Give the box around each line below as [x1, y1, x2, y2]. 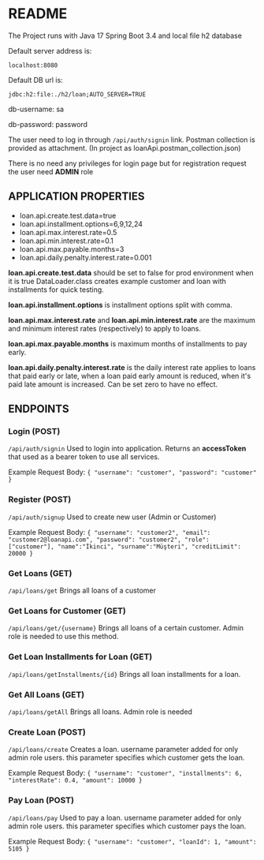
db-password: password [8, 119, 88, 129]
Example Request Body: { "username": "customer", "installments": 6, [8, 768, 243, 778]
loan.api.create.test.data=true [19, 211, 117, 220]
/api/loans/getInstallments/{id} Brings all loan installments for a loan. [8, 669, 241, 679]
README [8, 5, 68, 23]
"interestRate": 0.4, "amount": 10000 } [8, 776, 143, 785]
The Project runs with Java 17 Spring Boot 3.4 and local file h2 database [8, 31, 243, 40]
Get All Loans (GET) [8, 689, 85, 700]
